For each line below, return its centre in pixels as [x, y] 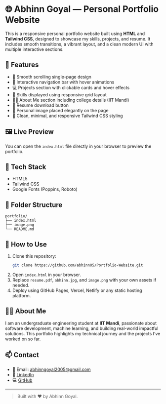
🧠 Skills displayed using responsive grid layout [60, 94]
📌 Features [22, 65]
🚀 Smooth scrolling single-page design [52, 77]
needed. [21, 285]
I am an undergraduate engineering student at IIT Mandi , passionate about [81, 323]
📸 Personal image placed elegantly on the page [60, 110]
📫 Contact [22, 355]
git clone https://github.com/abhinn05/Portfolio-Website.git [78, 265]
